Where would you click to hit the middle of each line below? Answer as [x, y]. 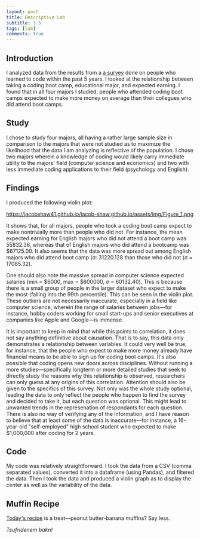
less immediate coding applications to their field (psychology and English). [98, 169]
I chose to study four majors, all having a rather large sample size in [89, 137]
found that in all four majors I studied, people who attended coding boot [95, 91]
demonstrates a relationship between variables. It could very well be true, [96, 344]
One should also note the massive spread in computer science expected [95, 275]
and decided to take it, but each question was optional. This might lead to [96, 401]
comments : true [25, 34]
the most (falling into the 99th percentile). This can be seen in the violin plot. [100, 294]
